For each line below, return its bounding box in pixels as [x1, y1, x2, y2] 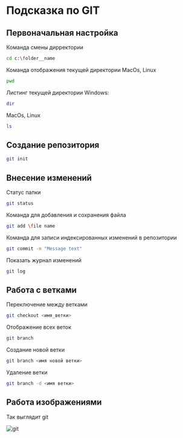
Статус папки [6, 188, 41, 196]
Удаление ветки [6, 369, 48, 376]
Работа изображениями [6, 397, 102, 408]
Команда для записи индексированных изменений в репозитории [6, 234, 177, 241]
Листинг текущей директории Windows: [6, 89, 109, 96]
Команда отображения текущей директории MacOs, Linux [6, 66, 156, 73]
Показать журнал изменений [6, 256, 82, 263]
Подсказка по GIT [6, 4, 100, 18]
